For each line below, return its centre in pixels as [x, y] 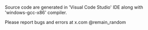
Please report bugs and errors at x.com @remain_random [65, 22]
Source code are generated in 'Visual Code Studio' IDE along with [74, 7]
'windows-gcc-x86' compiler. [36, 12]
